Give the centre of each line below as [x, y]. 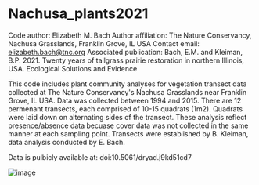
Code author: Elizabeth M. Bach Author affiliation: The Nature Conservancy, [130, 35]
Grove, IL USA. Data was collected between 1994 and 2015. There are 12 [125, 100]
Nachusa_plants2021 [78, 14]
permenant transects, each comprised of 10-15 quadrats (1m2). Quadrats [126, 109]
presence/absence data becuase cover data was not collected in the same [128, 125]
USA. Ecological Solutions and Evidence [73, 68]
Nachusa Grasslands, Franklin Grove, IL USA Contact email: [104, 43]
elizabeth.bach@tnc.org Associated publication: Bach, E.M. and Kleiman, [126, 52]
